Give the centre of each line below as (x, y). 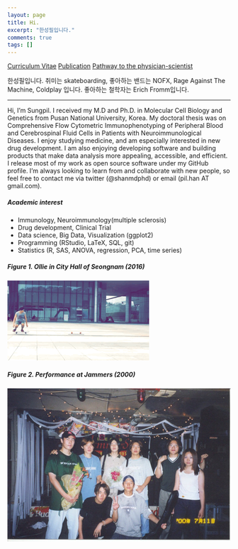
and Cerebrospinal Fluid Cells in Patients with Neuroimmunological (104, 133)
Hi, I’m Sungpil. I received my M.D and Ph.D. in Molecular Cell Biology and (115, 111)
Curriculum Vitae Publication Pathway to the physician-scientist (100, 66)
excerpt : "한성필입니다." (41, 30)
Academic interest (35, 202)
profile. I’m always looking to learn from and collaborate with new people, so (119, 171)
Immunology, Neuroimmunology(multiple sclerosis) (92, 220)
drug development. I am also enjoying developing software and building (112, 148)
